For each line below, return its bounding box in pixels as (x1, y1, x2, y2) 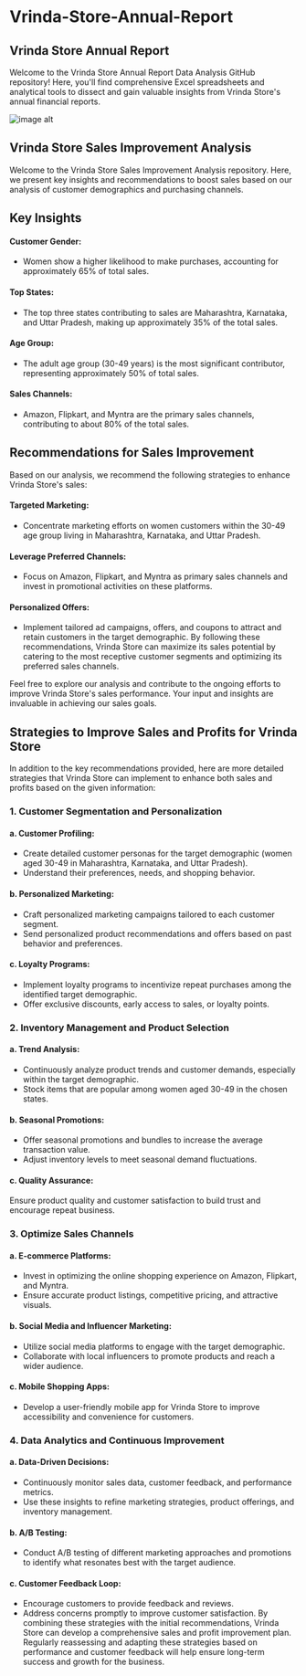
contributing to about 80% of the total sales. (22, 418, 190, 430)
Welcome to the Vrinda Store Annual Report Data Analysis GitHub (9, 67, 256, 78)
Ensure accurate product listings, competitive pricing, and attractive (22, 1290, 279, 1301)
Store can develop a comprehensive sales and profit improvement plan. (22, 1628, 292, 1639)
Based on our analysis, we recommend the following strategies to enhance (9, 469, 290, 480)
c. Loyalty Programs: (9, 959, 90, 970)
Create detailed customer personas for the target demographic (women (22, 848, 292, 859)
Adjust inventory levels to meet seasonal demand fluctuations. (22, 1154, 258, 1165)
